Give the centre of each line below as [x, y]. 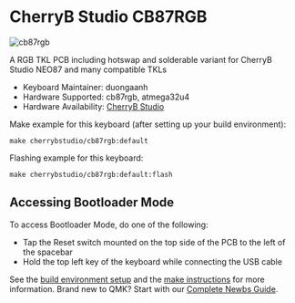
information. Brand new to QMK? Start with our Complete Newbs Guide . [144, 288]
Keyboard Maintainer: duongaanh [85, 87]
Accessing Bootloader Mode [92, 203]
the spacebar [47, 252]
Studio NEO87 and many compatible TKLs [88, 69]
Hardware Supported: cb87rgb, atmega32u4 [106, 97]
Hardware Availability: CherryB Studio [93, 106]
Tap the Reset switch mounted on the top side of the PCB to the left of [154, 242]
